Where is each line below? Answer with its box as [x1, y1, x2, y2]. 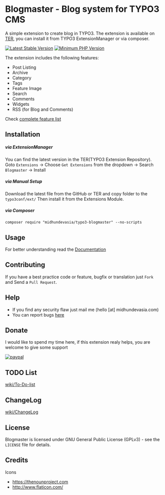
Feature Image [12, 85, 42, 91]
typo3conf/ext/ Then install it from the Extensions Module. [5, 196, 124, 202]
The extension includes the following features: [5, 54, 99, 60]
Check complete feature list [5, 116, 62, 122]
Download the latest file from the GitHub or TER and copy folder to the [5, 191, 148, 197]
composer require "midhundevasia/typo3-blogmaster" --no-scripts [5, 220, 142, 225]
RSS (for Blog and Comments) [12, 106, 73, 112]
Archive [12, 69, 28, 75]
